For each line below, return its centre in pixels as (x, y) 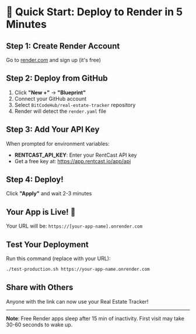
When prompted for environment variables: (58, 143)
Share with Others (40, 287)
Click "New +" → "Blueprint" (50, 92)
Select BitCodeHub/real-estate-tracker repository (75, 105)
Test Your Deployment (48, 244)
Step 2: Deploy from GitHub (57, 78)
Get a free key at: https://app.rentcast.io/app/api (73, 161)
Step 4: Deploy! (35, 180)
